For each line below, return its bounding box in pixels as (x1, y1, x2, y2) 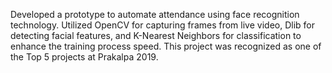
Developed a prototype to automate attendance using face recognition (10, 9, 300, 20)
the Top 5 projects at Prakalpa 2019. (10, 51, 159, 63)
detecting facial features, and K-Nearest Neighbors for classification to (10, 30, 302, 41)
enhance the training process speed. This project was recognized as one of (10, 40, 322, 52)
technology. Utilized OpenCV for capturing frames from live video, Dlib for (10, 19, 315, 31)
